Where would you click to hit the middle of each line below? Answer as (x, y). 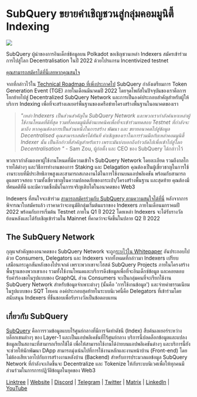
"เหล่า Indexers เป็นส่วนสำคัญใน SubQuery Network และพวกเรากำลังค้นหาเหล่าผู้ (105, 115)
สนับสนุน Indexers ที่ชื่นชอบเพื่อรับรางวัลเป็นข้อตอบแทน (62, 297)
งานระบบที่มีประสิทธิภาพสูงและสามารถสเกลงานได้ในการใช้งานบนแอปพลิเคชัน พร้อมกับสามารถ (96, 173)
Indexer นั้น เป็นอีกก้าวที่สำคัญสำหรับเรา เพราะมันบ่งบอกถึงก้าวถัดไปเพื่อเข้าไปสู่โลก (101, 142)
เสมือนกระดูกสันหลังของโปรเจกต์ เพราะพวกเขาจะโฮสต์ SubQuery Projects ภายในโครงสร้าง (98, 264)
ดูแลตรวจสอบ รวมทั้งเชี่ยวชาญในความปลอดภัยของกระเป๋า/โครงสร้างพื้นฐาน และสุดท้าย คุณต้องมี (98, 180)
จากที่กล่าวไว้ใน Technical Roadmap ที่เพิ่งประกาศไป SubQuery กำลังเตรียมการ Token (97, 84)
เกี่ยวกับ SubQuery (37, 316)
